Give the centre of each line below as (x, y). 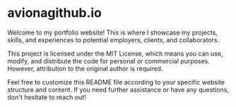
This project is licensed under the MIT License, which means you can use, (115, 53)
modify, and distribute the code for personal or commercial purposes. (109, 61)
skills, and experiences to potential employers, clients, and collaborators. (113, 39)
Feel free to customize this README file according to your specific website (116, 82)
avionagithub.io (55, 13)
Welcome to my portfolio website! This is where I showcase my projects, (112, 32)
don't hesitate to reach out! (47, 97)
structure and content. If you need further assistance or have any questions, (118, 89)
